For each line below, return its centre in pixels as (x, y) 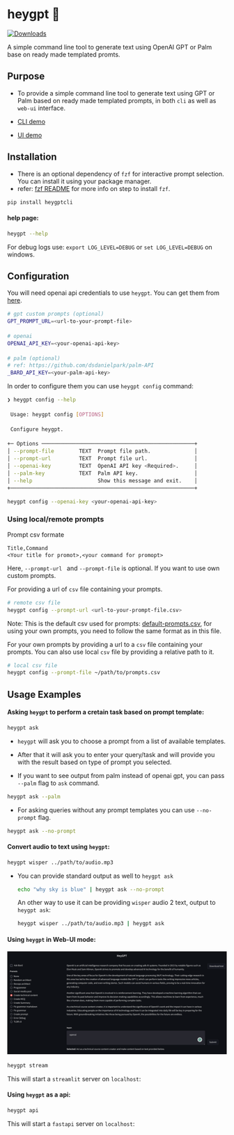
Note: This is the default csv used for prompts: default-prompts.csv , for (110, 623)
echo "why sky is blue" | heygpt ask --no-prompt (91, 889)
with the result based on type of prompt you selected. (94, 762)
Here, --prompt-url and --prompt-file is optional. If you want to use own (114, 568)
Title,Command (28, 548)
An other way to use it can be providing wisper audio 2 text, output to (116, 903)
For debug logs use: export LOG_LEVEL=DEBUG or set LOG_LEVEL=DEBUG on (110, 247)
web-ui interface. (41, 108)
